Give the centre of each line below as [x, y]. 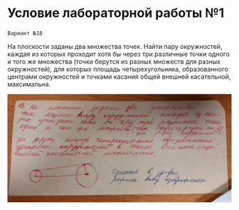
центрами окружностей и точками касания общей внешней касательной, [119, 77]
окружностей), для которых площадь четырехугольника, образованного [118, 69]
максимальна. [29, 84]
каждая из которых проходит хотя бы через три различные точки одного [118, 54]
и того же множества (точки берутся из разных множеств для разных [114, 61]
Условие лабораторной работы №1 [116, 13]
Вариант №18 [25, 33]
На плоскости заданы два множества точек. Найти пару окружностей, [115, 46]
